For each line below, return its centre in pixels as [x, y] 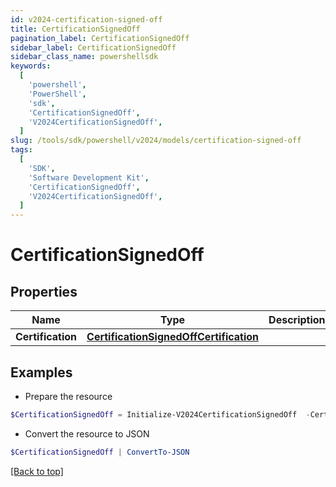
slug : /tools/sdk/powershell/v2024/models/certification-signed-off [156, 141]
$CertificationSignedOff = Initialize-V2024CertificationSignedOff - [160, 414]
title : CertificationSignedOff [75, 29]
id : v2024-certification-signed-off [86, 19]
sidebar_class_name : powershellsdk [84, 57]
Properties [44, 291]
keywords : [31, 66]
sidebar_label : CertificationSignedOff [93, 47]
